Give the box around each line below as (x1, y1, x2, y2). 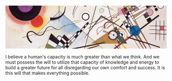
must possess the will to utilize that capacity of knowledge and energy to (5, 59, 160, 65)
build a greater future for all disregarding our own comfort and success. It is (5, 64, 165, 70)
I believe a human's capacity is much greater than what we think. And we (5, 53, 160, 60)
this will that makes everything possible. (5, 70, 90, 76)
